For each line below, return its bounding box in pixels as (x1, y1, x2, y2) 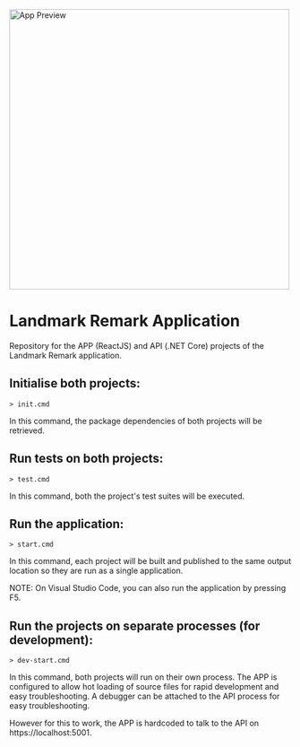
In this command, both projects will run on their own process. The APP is (9, 672, 278, 682)
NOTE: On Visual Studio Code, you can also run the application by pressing (9, 583, 287, 594)
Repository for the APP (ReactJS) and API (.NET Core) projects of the (9, 340, 264, 351)
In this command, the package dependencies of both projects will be (9, 415, 262, 426)
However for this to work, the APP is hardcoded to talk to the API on (9, 717, 260, 729)
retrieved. (9, 425, 45, 436)
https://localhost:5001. (9, 727, 92, 738)
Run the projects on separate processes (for (9, 618, 261, 633)
